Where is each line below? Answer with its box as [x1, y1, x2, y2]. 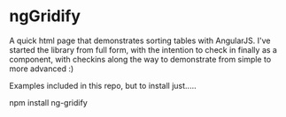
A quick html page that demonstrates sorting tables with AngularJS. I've [9, 35, 271, 46]
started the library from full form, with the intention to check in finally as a [9, 44, 277, 55]
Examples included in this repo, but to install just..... [9, 80, 197, 91]
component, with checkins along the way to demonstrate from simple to [9, 54, 272, 64]
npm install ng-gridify [9, 97, 89, 107]
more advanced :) [9, 63, 74, 74]
